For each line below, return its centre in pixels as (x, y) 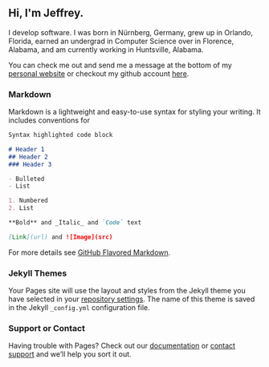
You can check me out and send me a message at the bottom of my (120, 65)
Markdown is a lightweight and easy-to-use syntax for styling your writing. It (134, 112)
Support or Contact (47, 329)
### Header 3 (30, 164)
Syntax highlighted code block (61, 135)
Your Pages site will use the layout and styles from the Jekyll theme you (127, 291)
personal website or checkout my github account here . (99, 73)
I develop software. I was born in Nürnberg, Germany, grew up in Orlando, (131, 32)
